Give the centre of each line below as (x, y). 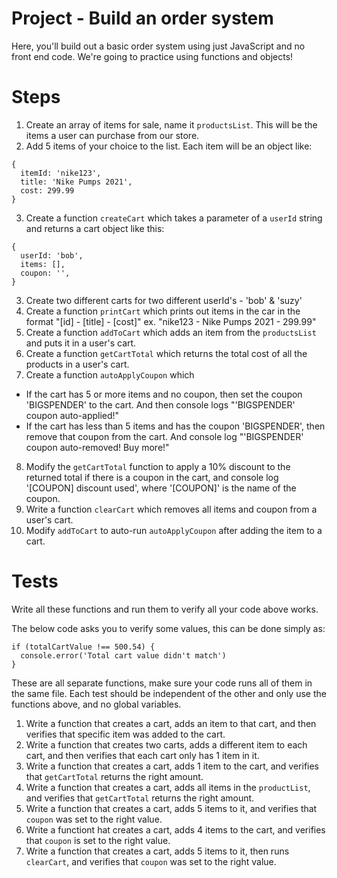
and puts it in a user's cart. (81, 343)
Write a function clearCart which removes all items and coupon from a (171, 509)
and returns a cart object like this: (95, 228)
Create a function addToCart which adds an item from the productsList (171, 332)
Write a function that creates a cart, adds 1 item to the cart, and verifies (172, 766)
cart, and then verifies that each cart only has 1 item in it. (142, 755)
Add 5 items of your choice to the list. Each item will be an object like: (169, 146)
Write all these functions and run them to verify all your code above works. (165, 609)
